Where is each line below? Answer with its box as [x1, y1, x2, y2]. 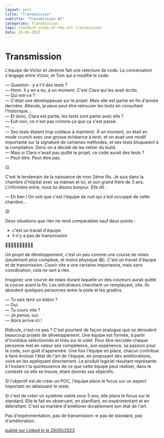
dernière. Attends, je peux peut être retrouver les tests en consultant [5, 102, 143, 108]
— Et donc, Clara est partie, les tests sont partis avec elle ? [5, 113, 124, 119]
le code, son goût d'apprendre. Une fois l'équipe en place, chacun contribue [5, 347, 159, 353]
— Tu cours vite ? [5, 307, 41, 313]
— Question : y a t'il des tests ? [5, 82, 68, 88]
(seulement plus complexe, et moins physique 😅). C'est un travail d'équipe [5, 257, 157, 263]
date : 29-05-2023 [5, 30, 41, 35]
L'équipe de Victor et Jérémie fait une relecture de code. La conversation [5, 67, 153, 73]
